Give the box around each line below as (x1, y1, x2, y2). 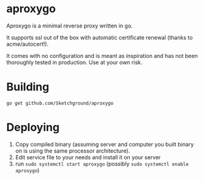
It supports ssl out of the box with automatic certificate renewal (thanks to (6, 34, 193, 41)
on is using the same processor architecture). (15, 147, 130, 154)
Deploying (6, 121, 60, 134)
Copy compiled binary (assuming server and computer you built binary (15, 140, 194, 148)
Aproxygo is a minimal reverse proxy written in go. (6, 22, 133, 29)
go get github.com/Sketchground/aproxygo (6, 100, 114, 106)
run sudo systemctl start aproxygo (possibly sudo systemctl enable (15, 160, 189, 167)
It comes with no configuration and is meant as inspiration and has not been (6, 52, 198, 59)
